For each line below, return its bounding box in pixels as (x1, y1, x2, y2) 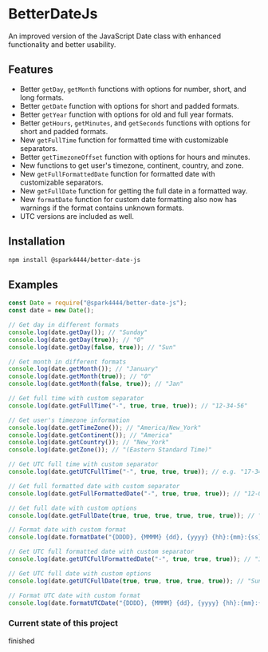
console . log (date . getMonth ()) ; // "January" (8, 365, 159, 373)
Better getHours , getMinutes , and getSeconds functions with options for (19, 117, 251, 128)
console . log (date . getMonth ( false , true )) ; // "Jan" (8, 380, 183, 388)
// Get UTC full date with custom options (8, 569, 152, 578)
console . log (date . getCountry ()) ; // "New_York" (8, 439, 170, 447)
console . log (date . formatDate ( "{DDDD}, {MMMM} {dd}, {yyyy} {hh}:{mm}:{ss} (8, 533, 262, 542)
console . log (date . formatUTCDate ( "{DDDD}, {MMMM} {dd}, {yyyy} (8, 598, 219, 607)
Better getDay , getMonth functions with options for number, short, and (19, 84, 247, 93)
